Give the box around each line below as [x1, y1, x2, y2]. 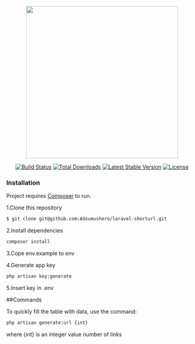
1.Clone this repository [6, 204, 63, 211]
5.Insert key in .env [6, 284, 54, 292]
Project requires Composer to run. [6, 192, 92, 200]
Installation [6, 178, 41, 187]
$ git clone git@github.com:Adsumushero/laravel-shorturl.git [6, 216, 167, 222]
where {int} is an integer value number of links [6, 331, 122, 338]
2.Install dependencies [6, 227, 63, 234]
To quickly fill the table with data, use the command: [6, 307, 137, 315]
